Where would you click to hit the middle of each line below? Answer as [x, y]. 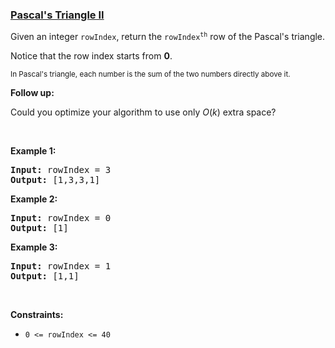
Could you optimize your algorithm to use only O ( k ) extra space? [143, 112]
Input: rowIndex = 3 [61, 170]
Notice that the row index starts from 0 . [91, 56]
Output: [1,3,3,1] [55, 180]
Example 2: [34, 199]
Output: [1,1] [45, 276]
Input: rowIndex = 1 [61, 266]
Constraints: [37, 315]
